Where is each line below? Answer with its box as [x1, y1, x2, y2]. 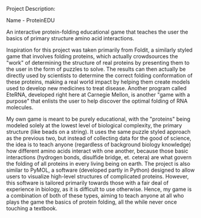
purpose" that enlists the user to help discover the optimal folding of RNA [6, 97, 188, 104]
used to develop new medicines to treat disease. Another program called [6, 85, 187, 92]
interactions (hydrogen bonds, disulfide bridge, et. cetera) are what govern [6, 154, 192, 161]
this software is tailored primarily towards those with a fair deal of [6, 180, 169, 186]
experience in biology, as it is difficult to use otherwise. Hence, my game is [6, 186, 192, 193]
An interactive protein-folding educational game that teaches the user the [6, 28, 188, 35]
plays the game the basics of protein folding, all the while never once [6, 198, 178, 205]
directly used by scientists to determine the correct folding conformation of [6, 72, 193, 79]
